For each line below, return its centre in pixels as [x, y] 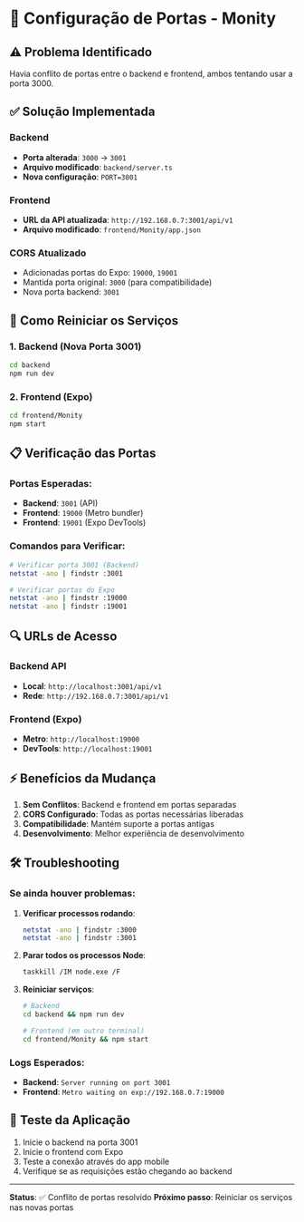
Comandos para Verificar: [67, 546]
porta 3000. [32, 83]
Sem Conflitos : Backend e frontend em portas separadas [129, 804]
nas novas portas [42, 1207]
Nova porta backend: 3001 [71, 292]
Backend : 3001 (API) [60, 503]
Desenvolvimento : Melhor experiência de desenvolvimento [133, 833]
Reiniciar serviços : [58, 989]
